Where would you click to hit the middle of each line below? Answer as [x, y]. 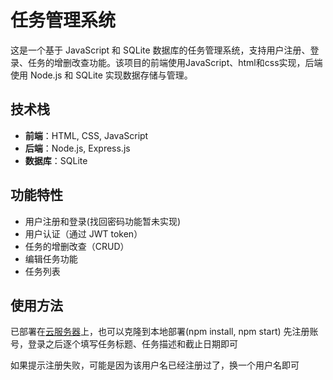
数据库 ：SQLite [56, 160]
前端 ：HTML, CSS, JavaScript [86, 135]
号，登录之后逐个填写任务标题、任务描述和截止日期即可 [124, 344]
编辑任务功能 [51, 258]
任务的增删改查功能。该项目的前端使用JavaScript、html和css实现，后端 [175, 62]
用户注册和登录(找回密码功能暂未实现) [103, 221]
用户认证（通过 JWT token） [83, 233]
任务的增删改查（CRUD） [77, 246]
